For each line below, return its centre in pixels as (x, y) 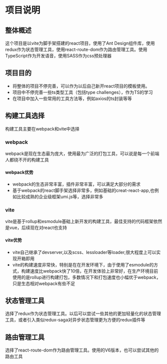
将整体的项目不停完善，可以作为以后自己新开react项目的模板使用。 (81, 86)
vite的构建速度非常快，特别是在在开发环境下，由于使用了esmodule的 (83, 264)
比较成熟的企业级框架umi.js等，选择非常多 (60, 197)
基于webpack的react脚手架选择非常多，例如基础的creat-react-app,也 (83, 190)
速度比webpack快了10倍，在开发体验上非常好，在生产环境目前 (94, 271)
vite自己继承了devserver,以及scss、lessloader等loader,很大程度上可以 (84, 252)
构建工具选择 (25, 116)
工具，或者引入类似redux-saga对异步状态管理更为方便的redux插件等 (75, 320)
